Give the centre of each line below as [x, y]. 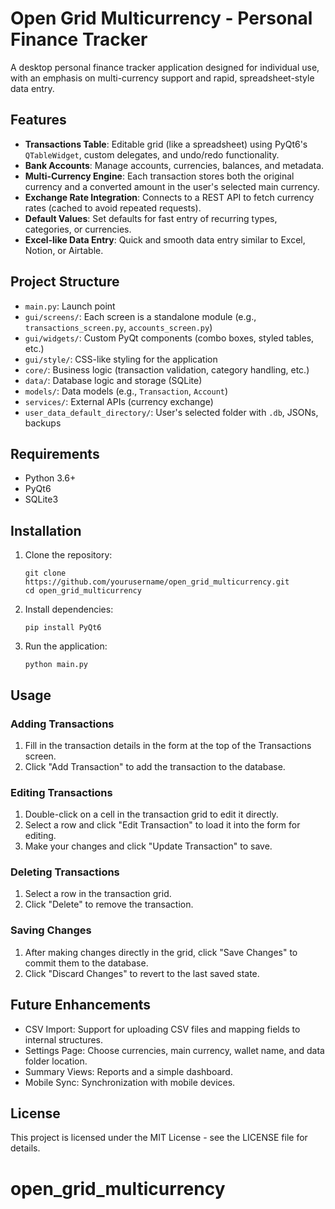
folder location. [56, 1061]
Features [38, 120]
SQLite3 [41, 499]
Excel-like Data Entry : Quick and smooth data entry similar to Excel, [165, 239]
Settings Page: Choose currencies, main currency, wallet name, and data [174, 1050]
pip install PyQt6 [63, 628]
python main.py [56, 665]
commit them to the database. [86, 963]
